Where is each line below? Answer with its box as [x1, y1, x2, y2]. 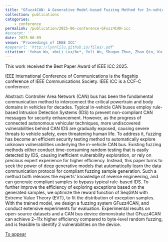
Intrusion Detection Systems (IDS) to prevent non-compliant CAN [19, 109, 153, 115]
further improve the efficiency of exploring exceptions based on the [5, 184, 145, 190]
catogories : [5, 17, 30, 22]
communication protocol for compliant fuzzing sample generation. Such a [5, 168, 156, 174]
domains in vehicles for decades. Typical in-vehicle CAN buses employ [5, 104, 151, 110]
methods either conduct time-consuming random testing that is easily [5, 147, 149, 153]
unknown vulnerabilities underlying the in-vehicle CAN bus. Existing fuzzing [5, 141, 161, 147]
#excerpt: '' [5, 31, 32, 36]
